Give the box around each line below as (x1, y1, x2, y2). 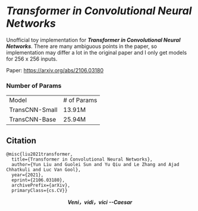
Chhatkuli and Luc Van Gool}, (6, 167, 81, 173)
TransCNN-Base (9, 116, 56, 124)
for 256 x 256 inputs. (6, 55, 58, 62)
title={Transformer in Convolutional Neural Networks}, (11, 156, 153, 162)
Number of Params (6, 81, 62, 89)
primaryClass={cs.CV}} (11, 188, 68, 194)
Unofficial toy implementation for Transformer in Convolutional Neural (6, 36, 181, 43)
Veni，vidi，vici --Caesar (67, 199, 133, 206)
